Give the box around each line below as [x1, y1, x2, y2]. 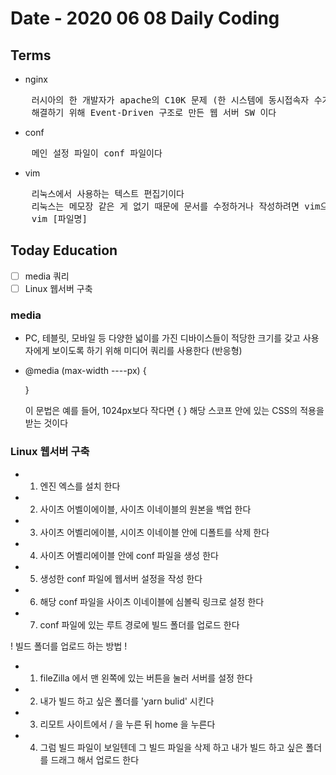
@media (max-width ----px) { [24, 365, 147, 377]
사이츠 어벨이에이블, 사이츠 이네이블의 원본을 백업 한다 [39, 503, 252, 515]
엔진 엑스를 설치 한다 [39, 480, 121, 492]
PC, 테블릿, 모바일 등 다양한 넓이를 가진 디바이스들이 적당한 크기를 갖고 [24, 332, 301, 344]
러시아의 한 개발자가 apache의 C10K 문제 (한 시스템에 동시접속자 [31, 95, 310, 106]
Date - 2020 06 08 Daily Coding [10, 7, 280, 30]
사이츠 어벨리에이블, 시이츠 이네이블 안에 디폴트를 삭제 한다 [39, 526, 270, 538]
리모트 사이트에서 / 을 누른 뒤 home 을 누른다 [39, 718, 216, 730]
